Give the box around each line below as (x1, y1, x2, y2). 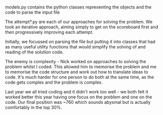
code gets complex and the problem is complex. (5, 79, 103, 85)
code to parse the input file (5, 9, 60, 15)
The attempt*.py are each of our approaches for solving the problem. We (5, 19, 153, 24)
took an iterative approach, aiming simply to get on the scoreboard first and (5, 24, 159, 30)
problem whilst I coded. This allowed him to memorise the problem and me (5, 64, 157, 69)
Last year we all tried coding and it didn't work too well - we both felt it (5, 89, 149, 94)
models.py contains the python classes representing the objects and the (5, 4, 152, 10)
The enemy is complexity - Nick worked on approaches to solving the (5, 59, 146, 64)
